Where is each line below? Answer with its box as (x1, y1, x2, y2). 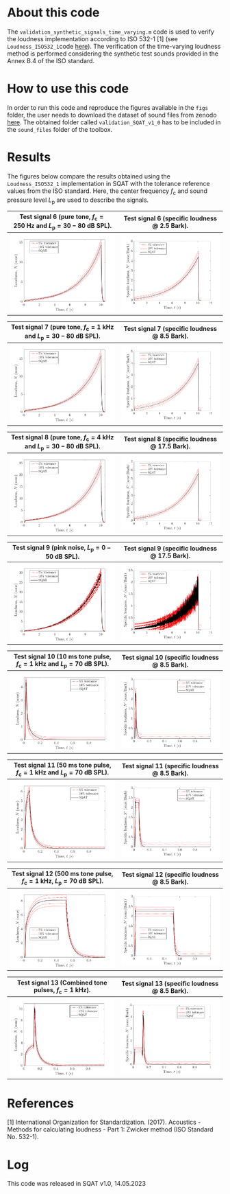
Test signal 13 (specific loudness (121, 979, 219, 987)
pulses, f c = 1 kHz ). (34, 985, 91, 996)
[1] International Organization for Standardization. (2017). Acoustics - (7, 1118, 201, 1127)
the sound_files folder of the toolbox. (7, 125, 113, 133)
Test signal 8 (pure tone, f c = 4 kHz (11, 433, 114, 443)
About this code (7, 5, 100, 21)
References (7, 1095, 74, 1111)
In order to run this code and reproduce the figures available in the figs (7, 103, 209, 111)
